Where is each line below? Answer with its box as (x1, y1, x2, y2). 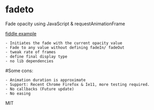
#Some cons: (5, 67, 33, 74)
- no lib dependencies (5, 58, 54, 64)
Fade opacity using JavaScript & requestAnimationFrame (5, 21, 125, 27)
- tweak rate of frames (5, 49, 56, 54)
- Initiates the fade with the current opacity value (5, 40, 123, 46)
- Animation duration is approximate (5, 77, 86, 83)
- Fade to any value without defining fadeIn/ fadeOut (5, 45, 125, 50)
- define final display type (5, 54, 68, 59)
